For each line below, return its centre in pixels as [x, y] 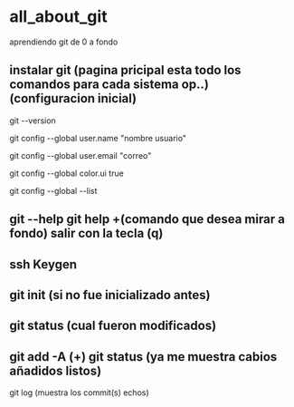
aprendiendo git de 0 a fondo [64, 42]
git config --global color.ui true [66, 173]
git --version [33, 121]
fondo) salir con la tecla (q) [86, 233]
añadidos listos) [56, 370]
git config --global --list [53, 190]
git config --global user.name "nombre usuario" [98, 138]
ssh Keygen [43, 264]
